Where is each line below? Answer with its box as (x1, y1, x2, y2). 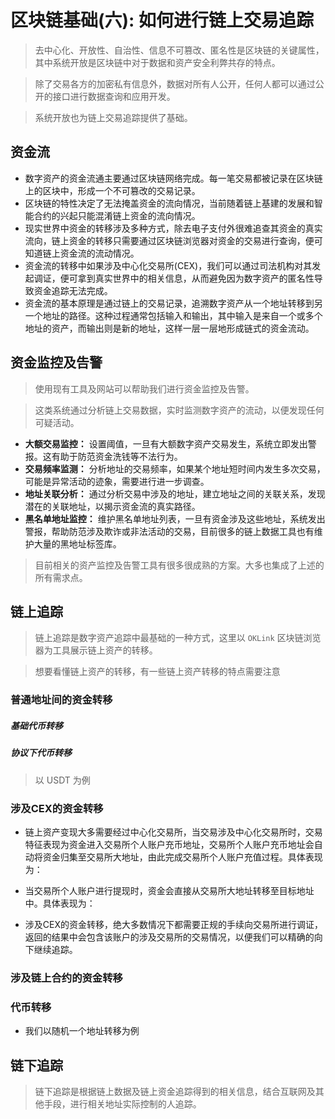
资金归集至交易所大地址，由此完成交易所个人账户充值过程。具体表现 (42, 851, 323, 863)
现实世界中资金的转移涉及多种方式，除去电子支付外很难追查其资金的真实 (24, 222, 323, 234)
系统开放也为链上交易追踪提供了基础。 (34, 111, 193, 123)
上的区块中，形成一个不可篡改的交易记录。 (24, 184, 201, 196)
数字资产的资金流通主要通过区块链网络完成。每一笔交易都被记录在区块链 (24, 172, 323, 184)
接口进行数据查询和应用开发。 (52, 90, 176, 102)
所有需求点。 (34, 571, 88, 583)
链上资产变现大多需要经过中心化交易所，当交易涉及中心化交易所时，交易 (24, 826, 323, 838)
